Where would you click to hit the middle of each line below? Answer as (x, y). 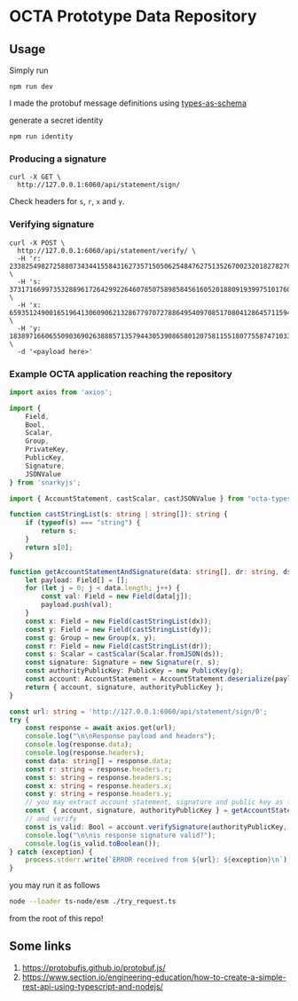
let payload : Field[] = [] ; (77, 580)
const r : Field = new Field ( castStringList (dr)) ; (119, 646)
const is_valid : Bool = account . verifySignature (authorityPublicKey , (157, 827)
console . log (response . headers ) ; (85, 753)
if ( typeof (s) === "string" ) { (83, 523)
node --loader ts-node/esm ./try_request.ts (93, 902)
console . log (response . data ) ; (79, 745)
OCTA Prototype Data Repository (133, 16)
